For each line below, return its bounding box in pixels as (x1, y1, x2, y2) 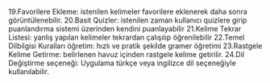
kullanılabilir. (8, 67, 50, 76)
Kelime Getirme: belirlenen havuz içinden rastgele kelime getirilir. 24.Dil (8, 50, 244, 59)
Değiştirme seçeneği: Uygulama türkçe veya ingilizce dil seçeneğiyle (8, 58, 236, 68)
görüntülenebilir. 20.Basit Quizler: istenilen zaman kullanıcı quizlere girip (8, 15, 247, 25)
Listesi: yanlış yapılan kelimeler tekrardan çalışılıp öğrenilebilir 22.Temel (8, 32, 245, 42)
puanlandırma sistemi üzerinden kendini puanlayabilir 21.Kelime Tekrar (8, 24, 242, 33)
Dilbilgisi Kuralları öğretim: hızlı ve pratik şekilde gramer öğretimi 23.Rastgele (8, 41, 263, 51)
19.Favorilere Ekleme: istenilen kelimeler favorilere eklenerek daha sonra (8, 7, 247, 16)
